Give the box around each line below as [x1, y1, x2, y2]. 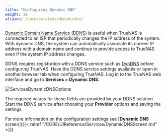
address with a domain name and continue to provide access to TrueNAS [5, 46, 155, 52]
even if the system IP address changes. [5, 51, 86, 57]
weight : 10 [5, 12, 28, 17]
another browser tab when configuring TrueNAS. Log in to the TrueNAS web [5, 71, 162, 77]
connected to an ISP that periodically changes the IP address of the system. [5, 35, 161, 41]
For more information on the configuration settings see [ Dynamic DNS [5, 116, 149, 122]
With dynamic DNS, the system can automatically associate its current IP [5, 41, 154, 47]
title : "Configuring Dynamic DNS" [5, 7, 77, 12]
